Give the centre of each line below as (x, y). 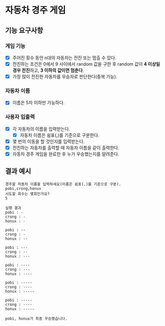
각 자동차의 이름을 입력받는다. (41, 129)
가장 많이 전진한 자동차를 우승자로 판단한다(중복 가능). (65, 76)
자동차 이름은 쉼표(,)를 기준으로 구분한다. (59, 135)
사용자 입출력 (20, 117)
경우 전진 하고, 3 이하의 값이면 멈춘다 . (48, 70)
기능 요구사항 (24, 30)
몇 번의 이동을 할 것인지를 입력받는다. (48, 141)
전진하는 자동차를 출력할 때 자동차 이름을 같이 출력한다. (66, 147)
